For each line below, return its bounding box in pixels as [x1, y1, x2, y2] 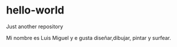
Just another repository [6, 23, 64, 30]
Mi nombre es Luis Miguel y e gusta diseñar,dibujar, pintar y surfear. [6, 34, 171, 41]
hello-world [6, 4, 65, 17]
